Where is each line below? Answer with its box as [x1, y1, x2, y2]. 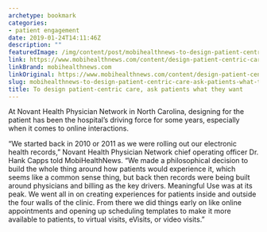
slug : [8, 78, 26, 86]
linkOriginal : [8, 70, 56, 78]
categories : [8, 19, 48, 27]
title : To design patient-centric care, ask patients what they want [8, 85, 244, 93]
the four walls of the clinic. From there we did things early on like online [8, 198, 242, 207]
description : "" [8, 41, 62, 49]
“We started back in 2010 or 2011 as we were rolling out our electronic [8, 139, 237, 149]
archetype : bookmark [8, 11, 77, 20]
